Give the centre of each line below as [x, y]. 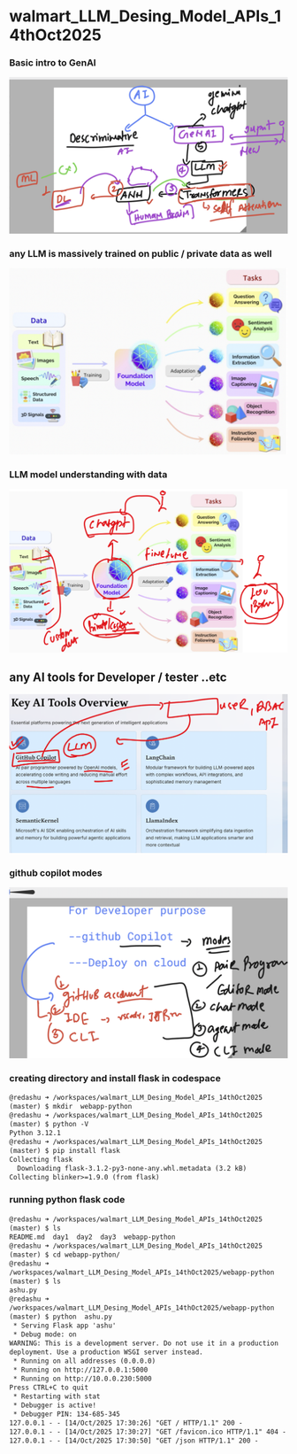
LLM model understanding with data [88, 474]
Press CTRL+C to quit [49, 1388]
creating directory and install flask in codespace [115, 1079]
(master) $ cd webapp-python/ [65, 1255]
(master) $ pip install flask [65, 1151]
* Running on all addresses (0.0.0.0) [84, 1361]
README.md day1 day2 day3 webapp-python [92, 1237]
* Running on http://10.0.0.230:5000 [82, 1379]
